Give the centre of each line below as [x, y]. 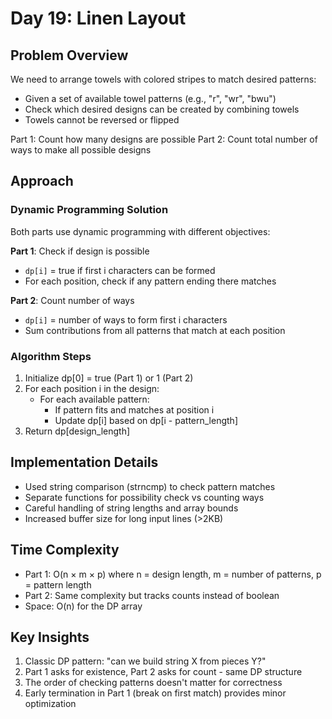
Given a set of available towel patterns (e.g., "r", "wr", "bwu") [150, 98]
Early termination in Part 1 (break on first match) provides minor [155, 693]
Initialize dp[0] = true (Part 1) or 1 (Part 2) [109, 378]
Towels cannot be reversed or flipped [102, 120]
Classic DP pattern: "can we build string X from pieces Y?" [145, 661]
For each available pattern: [94, 399]
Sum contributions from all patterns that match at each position [155, 330]
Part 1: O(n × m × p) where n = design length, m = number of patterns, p [173, 574]
